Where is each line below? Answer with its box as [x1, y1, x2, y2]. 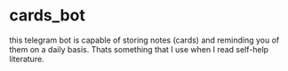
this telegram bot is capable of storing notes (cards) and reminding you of [9, 35, 280, 45]
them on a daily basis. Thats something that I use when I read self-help [9, 43, 269, 54]
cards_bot [9, 5, 86, 26]
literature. [9, 53, 44, 64]
